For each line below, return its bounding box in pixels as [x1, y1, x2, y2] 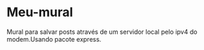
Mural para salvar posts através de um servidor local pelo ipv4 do [6, 27, 198, 36]
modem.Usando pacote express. [6, 35, 102, 43]
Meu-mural [6, 4, 73, 20]
